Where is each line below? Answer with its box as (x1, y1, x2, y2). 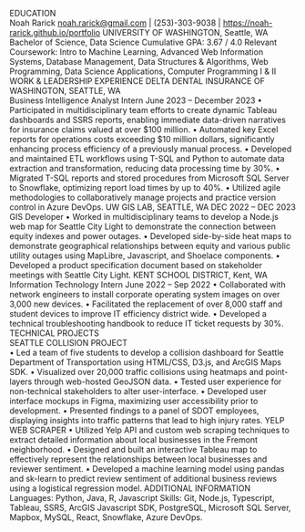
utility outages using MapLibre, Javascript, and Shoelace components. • (9, 250, 280, 261)
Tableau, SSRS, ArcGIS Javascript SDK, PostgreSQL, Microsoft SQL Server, (9, 502, 291, 513)
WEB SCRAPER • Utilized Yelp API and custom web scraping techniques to (9, 424, 290, 435)
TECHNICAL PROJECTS (9, 328, 100, 339)
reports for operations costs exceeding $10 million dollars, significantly (9, 134, 275, 144)
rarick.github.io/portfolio (9, 27, 101, 37)
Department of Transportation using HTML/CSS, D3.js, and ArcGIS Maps (9, 357, 282, 368)
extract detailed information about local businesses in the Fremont (9, 434, 258, 445)
